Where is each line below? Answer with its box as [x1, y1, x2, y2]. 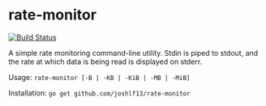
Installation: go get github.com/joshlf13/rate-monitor [8, 87, 191, 98]
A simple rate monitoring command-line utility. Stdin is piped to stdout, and [8, 48, 259, 57]
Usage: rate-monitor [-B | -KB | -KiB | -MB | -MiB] [8, 72, 191, 82]
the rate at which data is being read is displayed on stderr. [8, 57, 203, 66]
